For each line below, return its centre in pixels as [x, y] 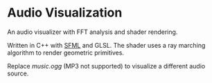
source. [18, 73]
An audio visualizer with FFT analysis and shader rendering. [92, 32]
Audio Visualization [65, 13]
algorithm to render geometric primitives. [66, 53]
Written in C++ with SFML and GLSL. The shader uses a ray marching [106, 45]
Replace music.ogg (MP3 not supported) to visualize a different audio [106, 66]
